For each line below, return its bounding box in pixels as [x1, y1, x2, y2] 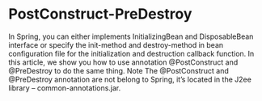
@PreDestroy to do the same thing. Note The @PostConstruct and [8, 65, 229, 75]
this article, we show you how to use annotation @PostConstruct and [8, 57, 239, 67]
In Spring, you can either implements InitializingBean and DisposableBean [8, 32, 254, 41]
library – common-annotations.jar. [8, 82, 121, 93]
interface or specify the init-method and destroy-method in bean [8, 40, 224, 49]
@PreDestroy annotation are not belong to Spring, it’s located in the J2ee [8, 74, 252, 84]
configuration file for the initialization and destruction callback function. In [8, 48, 255, 58]
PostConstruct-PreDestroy [8, 5, 192, 23]
